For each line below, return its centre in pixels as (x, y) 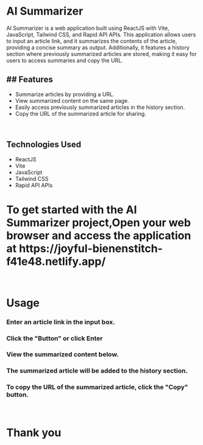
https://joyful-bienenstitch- (91, 248)
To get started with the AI (72, 210)
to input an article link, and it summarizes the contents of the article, (92, 41)
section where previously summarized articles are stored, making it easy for (101, 54)
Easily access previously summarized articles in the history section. (100, 107)
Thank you (34, 433)
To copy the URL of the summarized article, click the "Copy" (97, 387)
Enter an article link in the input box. (61, 322)
